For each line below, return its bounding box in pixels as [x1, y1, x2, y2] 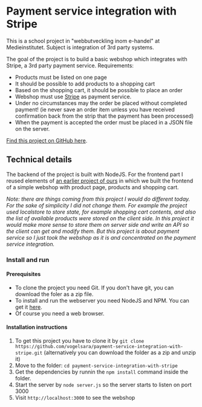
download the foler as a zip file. [15, 290, 94, 298]
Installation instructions [6, 323, 68, 331]
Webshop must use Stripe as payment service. [15, 93, 132, 100]
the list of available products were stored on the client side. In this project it [6, 214, 194, 222]
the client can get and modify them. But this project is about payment [6, 227, 180, 235]
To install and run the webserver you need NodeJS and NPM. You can [15, 297, 189, 304]
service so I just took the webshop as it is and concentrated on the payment [6, 234, 197, 241]
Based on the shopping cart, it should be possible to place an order [15, 86, 183, 93]
